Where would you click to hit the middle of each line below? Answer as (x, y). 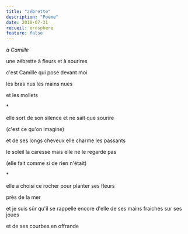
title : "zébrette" (28, 11)
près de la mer (23, 197)
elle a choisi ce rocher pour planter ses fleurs (60, 186)
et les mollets (22, 95)
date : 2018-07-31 (27, 22)
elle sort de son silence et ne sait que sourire (60, 118)
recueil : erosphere (30, 28)
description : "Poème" (32, 17)
